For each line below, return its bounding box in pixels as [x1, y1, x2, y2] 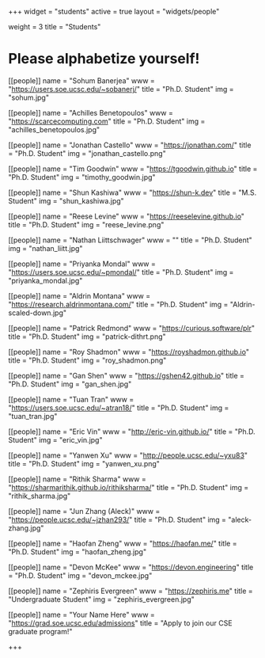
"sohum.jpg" [8, 93, 50, 102]
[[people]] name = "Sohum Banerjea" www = [8, 75, 156, 86]
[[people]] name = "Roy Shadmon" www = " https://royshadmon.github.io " [8, 347, 249, 356]
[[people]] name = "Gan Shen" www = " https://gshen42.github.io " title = [8, 371, 245, 380]
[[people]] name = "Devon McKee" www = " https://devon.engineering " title [8, 562, 254, 572]
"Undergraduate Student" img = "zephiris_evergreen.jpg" [8, 594, 195, 604]
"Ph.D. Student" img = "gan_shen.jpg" [8, 379, 132, 389]
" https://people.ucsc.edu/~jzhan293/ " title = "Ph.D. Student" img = [8, 515, 227, 524]
